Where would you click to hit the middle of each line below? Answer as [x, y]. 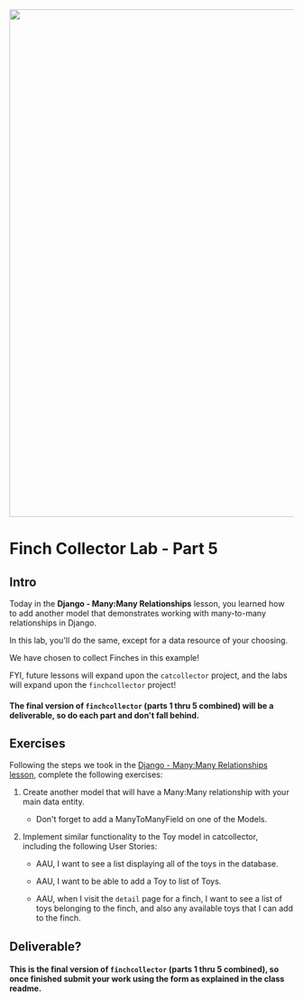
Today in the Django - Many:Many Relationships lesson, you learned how [147, 603]
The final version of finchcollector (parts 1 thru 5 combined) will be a [142, 705]
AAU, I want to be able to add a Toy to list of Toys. [129, 881]
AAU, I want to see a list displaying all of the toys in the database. [157, 864]
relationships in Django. [53, 623]
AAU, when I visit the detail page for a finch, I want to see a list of [159, 899]
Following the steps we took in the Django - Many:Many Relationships [138, 765]
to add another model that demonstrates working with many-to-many [138, 613]
